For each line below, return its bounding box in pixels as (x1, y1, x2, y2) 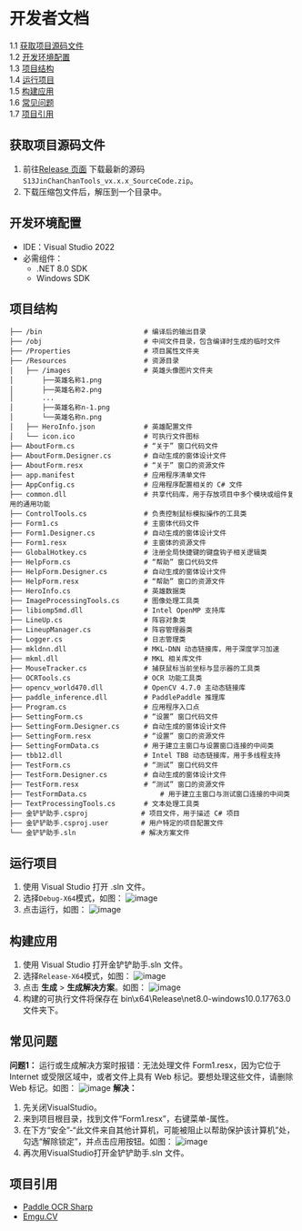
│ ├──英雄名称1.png (9, 376, 103, 385)
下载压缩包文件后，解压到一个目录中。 (22, 186, 166, 197)
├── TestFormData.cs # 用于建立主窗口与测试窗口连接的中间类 (9, 790, 291, 799)
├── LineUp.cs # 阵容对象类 (9, 616, 186, 625)
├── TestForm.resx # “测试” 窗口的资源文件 (9, 780, 226, 790)
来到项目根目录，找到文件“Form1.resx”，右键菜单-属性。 (22, 1113, 234, 1124)
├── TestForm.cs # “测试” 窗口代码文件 (9, 761, 219, 770)
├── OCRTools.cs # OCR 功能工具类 (9, 674, 203, 683)
